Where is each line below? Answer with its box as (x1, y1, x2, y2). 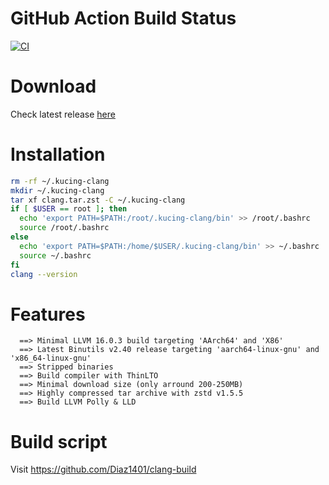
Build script (10, 430, 108, 453)
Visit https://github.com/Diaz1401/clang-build (10, 463, 197, 476)
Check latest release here (10, 108, 116, 120)
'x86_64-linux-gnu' (10, 353, 92, 364)
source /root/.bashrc (19, 223, 110, 233)
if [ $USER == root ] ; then (10, 204, 128, 214)
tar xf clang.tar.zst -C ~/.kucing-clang (10, 195, 186, 205)
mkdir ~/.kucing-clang (10, 185, 105, 196)
